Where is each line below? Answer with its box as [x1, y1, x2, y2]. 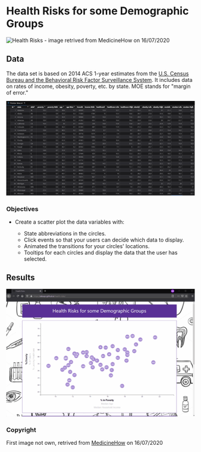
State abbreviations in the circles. [23, 230, 106, 237]
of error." [6, 88, 29, 96]
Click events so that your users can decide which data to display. [23, 236, 184, 243]
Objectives [6, 204, 39, 213]
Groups [6, 17, 44, 30]
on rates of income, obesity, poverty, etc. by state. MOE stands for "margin [6, 83, 191, 90]
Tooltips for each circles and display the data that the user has [23, 249, 178, 256]
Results [6, 273, 35, 283]
